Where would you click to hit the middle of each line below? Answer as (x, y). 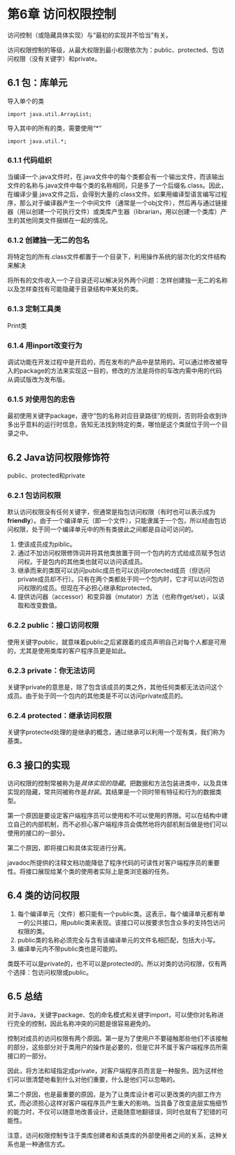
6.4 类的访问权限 (44, 896)
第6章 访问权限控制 (62, 14)
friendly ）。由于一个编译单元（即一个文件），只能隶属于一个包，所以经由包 (114, 521)
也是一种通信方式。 (41, 1144)
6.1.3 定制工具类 (34, 309)
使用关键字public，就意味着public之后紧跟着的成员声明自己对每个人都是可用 (117, 642)
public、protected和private (46, 475)
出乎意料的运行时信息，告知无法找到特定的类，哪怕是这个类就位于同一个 (117, 424)
